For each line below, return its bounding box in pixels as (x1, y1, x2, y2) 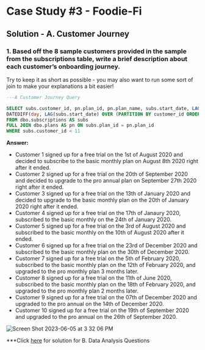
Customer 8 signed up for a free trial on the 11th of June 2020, (15, 274, 172, 282)
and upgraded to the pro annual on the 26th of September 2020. (15, 313, 178, 321)
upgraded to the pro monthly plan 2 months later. (15, 287, 139, 294)
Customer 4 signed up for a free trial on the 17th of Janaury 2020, (15, 210, 181, 217)
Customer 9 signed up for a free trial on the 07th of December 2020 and (15, 294, 197, 301)
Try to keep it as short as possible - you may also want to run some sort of (6, 76, 193, 83)
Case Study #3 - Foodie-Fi (6, 4, 142, 18)
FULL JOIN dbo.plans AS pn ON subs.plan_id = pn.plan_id (6, 122, 154, 129)
